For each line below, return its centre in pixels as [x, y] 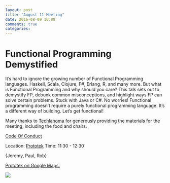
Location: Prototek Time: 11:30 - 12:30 [45, 146]
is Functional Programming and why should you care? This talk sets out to [82, 90]
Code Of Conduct [24, 136]
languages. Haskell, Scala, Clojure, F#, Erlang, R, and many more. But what [83, 84]
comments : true [21, 24]
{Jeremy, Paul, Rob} [26, 156]
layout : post [19, 10]
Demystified [32, 65]
